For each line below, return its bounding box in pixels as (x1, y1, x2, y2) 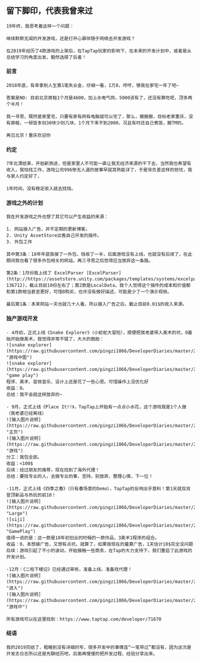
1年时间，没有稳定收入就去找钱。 (6, 185, 76, 192)
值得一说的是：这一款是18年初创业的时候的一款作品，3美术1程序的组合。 (6, 535, 160, 541)
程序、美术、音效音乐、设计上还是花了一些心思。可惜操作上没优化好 (6, 379, 149, 385)
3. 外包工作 (6, 239, 33, 245)
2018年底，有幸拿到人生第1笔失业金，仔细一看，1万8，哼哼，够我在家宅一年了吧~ (6, 83, 179, 89)
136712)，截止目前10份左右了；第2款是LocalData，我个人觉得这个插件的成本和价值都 (6, 283, 191, 289)
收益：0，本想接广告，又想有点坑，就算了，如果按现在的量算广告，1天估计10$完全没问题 (6, 541, 193, 547)
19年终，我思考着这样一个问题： (6, 23, 74, 29)
